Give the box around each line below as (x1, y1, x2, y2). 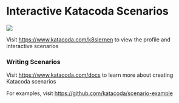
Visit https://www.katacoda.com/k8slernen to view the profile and (6, 35, 171, 43)
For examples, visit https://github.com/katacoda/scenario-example (6, 90, 173, 97)
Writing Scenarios (6, 57, 61, 66)
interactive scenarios (6, 42, 59, 49)
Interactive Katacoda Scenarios (6, 4, 169, 18)
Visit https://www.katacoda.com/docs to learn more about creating (6, 71, 174, 79)
